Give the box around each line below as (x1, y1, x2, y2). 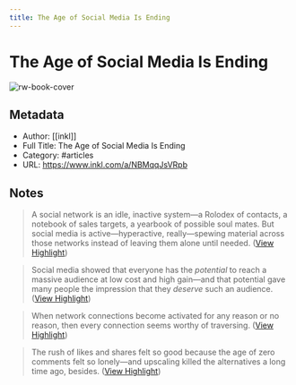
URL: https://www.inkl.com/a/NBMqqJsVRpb (22, 159, 188, 170)
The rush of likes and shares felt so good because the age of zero (30, 346, 275, 358)
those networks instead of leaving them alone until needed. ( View (30, 238, 274, 249)
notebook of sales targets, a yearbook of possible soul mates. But (30, 218, 275, 229)
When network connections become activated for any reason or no (30, 311, 280, 321)
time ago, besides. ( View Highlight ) (30, 366, 161, 377)
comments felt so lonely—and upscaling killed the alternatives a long (30, 356, 286, 367)
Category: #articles (22, 150, 94, 161)
